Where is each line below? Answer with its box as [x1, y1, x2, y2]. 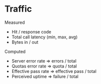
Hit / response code [11, 29, 51, 34]
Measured [4, 19, 25, 25]
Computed [4, 49, 26, 54]
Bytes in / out [11, 39, 38, 45]
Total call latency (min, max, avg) [11, 34, 78, 40]
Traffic [4, 3, 32, 15]
